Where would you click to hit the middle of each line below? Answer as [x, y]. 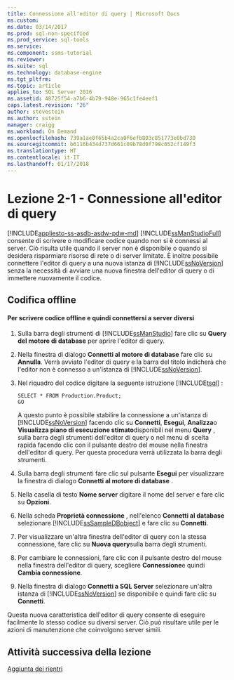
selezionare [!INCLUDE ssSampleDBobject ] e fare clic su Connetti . [113, 523]
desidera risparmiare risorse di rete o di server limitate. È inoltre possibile [113, 255]
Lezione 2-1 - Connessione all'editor [115, 198]
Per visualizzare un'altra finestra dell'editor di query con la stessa [112, 537]
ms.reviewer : [26, 60]
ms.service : [25, 46]
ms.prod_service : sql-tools [48, 40]
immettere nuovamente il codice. [55, 277]
